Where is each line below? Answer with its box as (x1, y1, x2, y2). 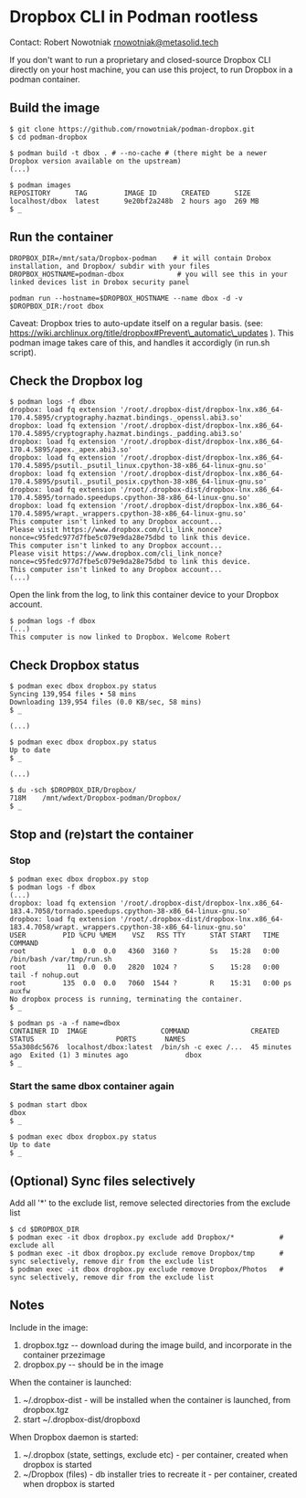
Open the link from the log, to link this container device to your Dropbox (9, 590, 280, 600)
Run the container (9, 229, 114, 245)
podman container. (9, 73, 80, 84)
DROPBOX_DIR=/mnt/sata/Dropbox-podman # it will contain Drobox (9, 253, 272, 262)
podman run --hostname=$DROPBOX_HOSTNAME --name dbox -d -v (9, 293, 244, 303)
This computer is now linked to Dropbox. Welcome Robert (9, 632, 231, 642)
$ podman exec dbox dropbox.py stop (9, 875, 149, 884)
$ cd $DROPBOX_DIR (9, 1225, 79, 1234)
